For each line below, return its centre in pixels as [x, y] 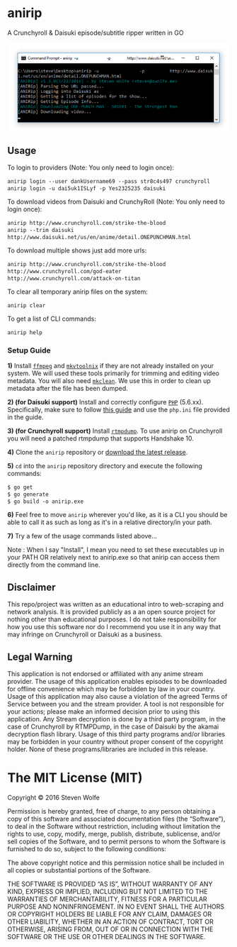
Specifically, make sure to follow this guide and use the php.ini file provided [118, 410]
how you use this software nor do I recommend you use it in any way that [114, 627]
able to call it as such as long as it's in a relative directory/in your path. [110, 522]
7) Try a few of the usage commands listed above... [82, 536]
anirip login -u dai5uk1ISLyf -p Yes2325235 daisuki [87, 189]
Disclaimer [31, 587]
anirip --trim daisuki [41, 231]
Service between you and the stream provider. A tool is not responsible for [116, 704]
